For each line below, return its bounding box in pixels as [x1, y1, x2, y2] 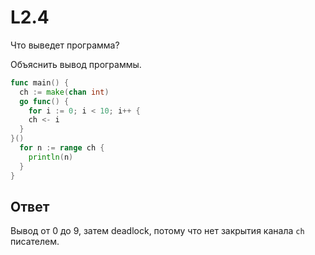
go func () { [19, 96, 70, 106]
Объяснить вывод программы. [10, 58, 142, 70]
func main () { [10, 77, 70, 88]
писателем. [10, 236, 60, 248]
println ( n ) [28, 152, 74, 162]
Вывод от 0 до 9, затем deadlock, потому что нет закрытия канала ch [10, 225, 305, 237]
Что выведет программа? [10, 39, 120, 51]
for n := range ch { [19, 143, 105, 153]
